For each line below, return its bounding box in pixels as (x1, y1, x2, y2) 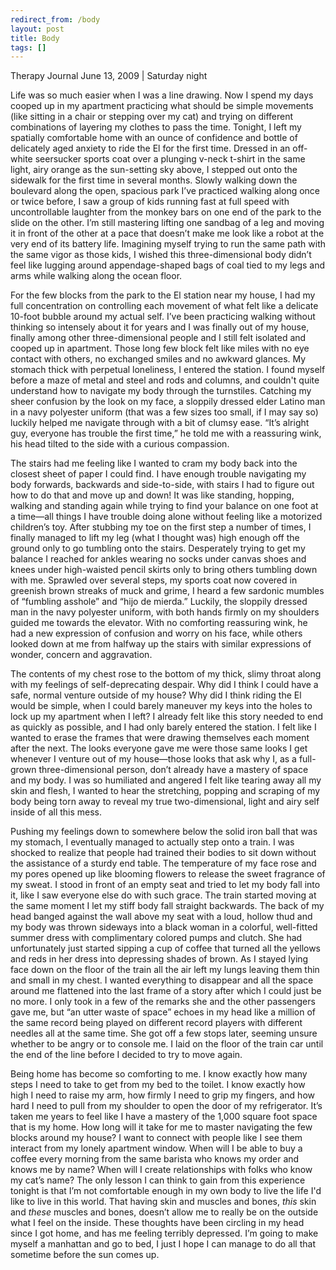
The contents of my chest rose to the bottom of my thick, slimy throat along (10, 668, 322, 680)
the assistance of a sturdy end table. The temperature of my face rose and (10, 857, 317, 870)
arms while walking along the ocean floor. (10, 270, 183, 282)
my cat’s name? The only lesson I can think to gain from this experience (10, 1174, 306, 1186)
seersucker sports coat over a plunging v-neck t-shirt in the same (34, 153, 306, 165)
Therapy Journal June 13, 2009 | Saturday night (10, 70, 208, 82)
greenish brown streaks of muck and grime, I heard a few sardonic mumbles (10, 585, 325, 597)
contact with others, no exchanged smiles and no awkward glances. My (10, 353, 307, 365)
